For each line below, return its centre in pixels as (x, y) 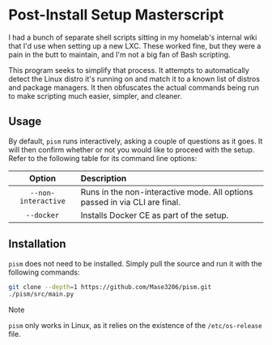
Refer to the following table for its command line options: (103, 158)
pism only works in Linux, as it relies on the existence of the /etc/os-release (135, 326)
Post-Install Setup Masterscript (116, 15)
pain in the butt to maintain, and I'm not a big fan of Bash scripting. (119, 54)
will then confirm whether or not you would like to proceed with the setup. (132, 149)
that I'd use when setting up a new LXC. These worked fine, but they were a (135, 45)
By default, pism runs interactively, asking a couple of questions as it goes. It (136, 141)
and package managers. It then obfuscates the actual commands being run (134, 87)
